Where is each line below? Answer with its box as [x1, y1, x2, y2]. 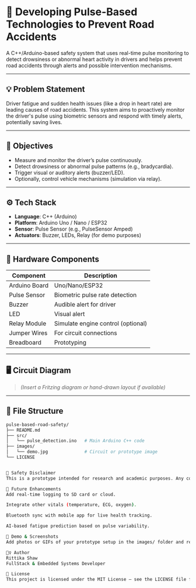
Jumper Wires [9, 329, 48, 337]
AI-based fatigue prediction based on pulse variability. [6, 523, 150, 529]
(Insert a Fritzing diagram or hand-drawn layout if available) [20, 384, 166, 391]
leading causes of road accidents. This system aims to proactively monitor [6, 106, 185, 113]
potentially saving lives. [6, 118, 62, 125]
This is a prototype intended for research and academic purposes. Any [6, 475, 184, 482]
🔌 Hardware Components [6, 254, 100, 264]
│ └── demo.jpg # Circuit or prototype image [6, 449, 158, 455]
